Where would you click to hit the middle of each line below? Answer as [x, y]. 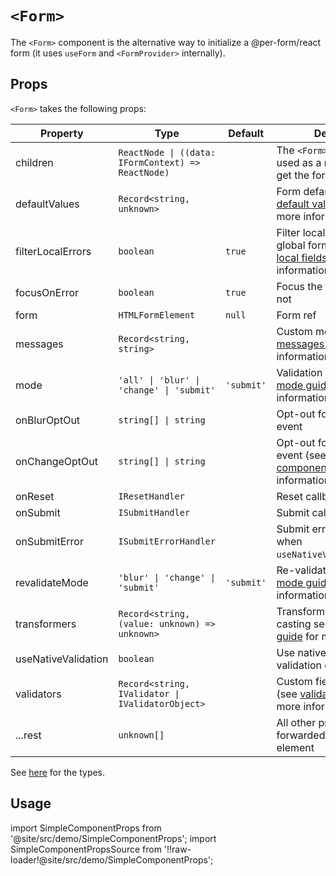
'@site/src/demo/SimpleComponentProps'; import [113, 838]
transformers [46, 624]
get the [293, 175]
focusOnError [47, 292]
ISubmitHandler [154, 512]
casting [294, 624]
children [34, 162]
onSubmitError [49, 541]
